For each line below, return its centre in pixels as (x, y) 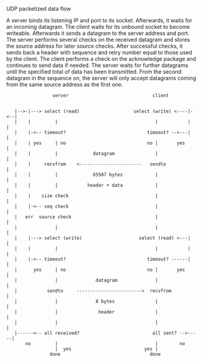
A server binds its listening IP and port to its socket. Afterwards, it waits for (99, 20)
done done (105, 354)
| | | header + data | (86, 185)
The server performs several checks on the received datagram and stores (98, 40)
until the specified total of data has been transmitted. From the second (94, 71)
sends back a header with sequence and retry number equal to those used (99, 52)
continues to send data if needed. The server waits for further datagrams (97, 65)
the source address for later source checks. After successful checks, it (95, 46)
